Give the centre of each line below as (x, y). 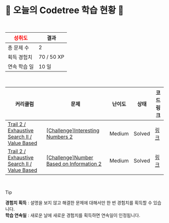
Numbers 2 (59, 136)
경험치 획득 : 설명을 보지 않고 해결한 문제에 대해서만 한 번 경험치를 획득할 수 (79, 202)
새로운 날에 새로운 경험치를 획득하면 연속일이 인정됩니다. (85, 215)
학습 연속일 (16, 215)
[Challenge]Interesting (73, 130)
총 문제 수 (18, 47)
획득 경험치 (20, 57)
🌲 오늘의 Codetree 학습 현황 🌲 (65, 10)
